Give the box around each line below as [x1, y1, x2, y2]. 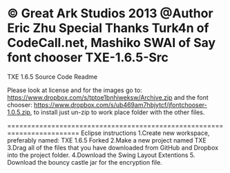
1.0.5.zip [7, 108, 31, 116]
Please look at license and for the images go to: [7, 86, 143, 94]
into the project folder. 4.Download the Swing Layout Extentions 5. [7, 151, 195, 159]
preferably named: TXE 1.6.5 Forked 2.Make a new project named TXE [7, 136, 207, 144]
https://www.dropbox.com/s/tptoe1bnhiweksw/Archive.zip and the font [7, 93, 209, 102]
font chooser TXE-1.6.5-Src [7, 50, 169, 66]
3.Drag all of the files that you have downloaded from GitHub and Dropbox [7, 143, 219, 152]
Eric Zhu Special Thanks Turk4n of [7, 20, 209, 36]
